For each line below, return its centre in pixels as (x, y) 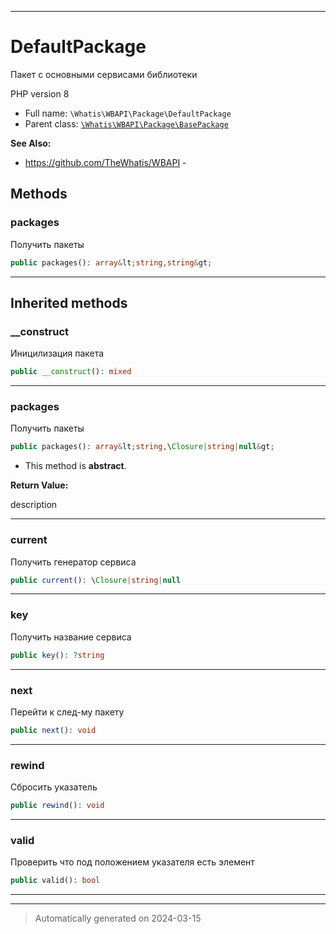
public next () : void (53, 730)
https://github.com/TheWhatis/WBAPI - (105, 162)
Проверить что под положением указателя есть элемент (132, 862)
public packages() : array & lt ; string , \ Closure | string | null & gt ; (142, 447)
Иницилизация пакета (57, 353)
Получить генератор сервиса (73, 562)
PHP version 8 (40, 93)
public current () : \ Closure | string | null (96, 580)
